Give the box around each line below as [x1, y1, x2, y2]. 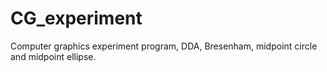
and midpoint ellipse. [10, 50, 97, 62]
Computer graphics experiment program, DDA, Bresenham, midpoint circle [10, 40, 318, 52]
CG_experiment [10, 7, 143, 30]
